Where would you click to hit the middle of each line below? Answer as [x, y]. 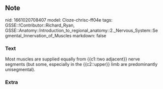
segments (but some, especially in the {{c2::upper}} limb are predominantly [81, 64]
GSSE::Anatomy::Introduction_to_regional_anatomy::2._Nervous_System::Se [81, 30]
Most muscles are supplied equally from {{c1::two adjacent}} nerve [73, 59]
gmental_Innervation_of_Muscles [39, 35]
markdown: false [90, 35]
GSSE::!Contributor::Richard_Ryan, [40, 25]
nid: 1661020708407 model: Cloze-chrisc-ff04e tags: [59, 20]
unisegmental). [20, 70]
